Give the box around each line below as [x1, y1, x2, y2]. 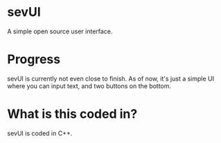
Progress [7, 51, 61, 67]
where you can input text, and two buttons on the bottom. [7, 81, 172, 90]
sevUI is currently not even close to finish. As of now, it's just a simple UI [7, 74, 215, 83]
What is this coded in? [7, 106, 138, 122]
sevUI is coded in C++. [7, 129, 73, 137]
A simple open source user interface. [7, 27, 113, 35]
